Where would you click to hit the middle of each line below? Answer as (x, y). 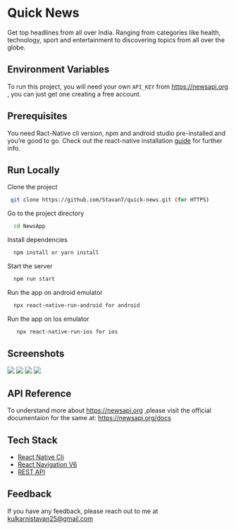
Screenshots (36, 354)
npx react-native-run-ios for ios (67, 332)
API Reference (39, 393)
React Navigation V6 (47, 465)
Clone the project (32, 187)
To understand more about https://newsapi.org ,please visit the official (109, 410)
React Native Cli (41, 457)
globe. (17, 47)
